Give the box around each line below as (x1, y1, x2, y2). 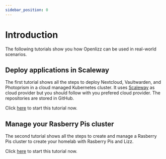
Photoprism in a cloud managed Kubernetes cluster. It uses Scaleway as (5, 84, 155, 91)
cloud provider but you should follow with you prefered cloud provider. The (5, 90, 161, 96)
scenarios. (5, 51, 27, 57)
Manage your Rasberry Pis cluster (5, 120, 114, 128)
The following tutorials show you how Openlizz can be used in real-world (5, 46, 157, 52)
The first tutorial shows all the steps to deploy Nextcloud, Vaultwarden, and (5, 79, 161, 85)
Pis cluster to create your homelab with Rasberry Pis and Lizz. (5, 138, 134, 144)
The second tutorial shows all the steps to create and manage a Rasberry (5, 133, 157, 139)
